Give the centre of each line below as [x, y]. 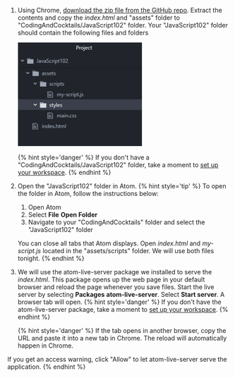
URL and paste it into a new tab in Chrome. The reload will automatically [122, 338]
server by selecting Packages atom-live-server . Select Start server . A [121, 294]
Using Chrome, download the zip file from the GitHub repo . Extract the [120, 10]
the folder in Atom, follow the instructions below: [88, 194]
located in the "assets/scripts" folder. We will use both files [128, 251]
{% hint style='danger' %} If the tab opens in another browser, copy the [122, 330]
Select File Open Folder [62, 215]
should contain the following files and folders [83, 32]
